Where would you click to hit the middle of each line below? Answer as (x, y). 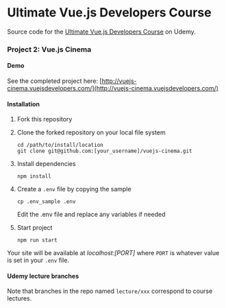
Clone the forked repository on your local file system (91, 132)
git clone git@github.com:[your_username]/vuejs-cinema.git (104, 151)
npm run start (37, 240)
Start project (35, 228)
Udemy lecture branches (43, 276)
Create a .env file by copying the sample (74, 189)
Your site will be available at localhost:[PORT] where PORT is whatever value (113, 253)
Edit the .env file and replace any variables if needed (91, 215)
